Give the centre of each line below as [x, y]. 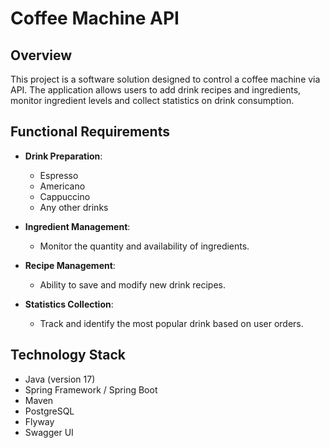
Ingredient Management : [77, 226]
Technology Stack [68, 355]
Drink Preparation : [63, 156]
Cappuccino [65, 196]
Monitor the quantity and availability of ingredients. [144, 246]
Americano [62, 186]
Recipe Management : [70, 265]
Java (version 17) [60, 379]
